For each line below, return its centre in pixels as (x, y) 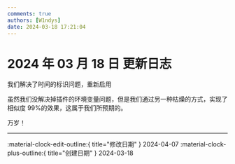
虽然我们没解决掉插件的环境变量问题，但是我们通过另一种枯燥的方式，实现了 (117, 100)
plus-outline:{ (27, 153)
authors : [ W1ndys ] (34, 20)
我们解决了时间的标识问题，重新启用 (59, 84)
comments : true (29, 14)
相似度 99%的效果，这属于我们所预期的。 (67, 108)
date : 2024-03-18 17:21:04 (47, 27)
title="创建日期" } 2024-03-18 (91, 153)
